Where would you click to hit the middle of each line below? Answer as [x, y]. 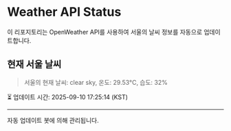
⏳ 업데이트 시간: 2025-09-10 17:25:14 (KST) [68, 97]
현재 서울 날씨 [34, 64]
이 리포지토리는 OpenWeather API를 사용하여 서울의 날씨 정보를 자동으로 [105, 32]
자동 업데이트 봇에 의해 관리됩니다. [53, 120]
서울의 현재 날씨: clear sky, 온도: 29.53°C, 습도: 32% [96, 82]
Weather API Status [64, 12]
